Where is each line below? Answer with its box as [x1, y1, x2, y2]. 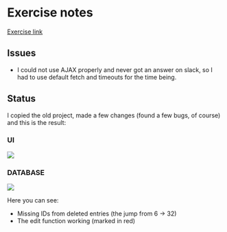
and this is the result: [7, 118, 67, 126]
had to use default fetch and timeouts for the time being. [16, 73, 177, 81]
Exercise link [7, 27, 43, 36]
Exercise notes [7, 5, 94, 21]
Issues [7, 47, 36, 59]
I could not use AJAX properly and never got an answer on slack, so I [16, 65, 213, 73]
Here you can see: [7, 196, 59, 205]
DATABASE [7, 167, 45, 177]
